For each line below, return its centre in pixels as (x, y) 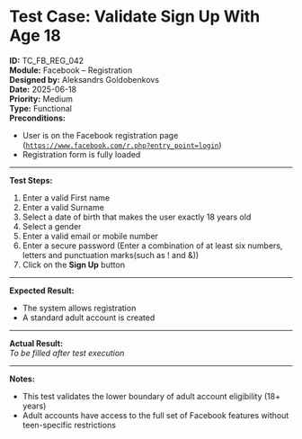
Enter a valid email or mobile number (90, 236)
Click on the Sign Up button (74, 264)
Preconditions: (37, 118)
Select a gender (52, 226)
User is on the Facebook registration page (100, 135)
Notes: (22, 379)
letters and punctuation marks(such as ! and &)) (111, 255)
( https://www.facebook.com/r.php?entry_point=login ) (122, 145)
